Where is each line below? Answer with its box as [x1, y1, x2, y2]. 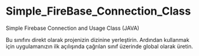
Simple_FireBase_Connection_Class [5, 4, 191, 18]
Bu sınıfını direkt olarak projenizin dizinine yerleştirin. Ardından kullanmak [5, 36, 190, 43]
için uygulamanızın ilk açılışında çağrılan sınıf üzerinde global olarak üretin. [5, 43, 194, 50]
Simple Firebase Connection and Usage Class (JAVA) [5, 24, 140, 32]
